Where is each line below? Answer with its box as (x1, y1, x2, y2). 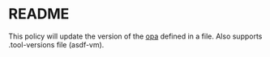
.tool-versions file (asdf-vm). (8, 39, 105, 49)
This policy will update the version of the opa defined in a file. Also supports (8, 31, 263, 41)
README (8, 5, 70, 23)
